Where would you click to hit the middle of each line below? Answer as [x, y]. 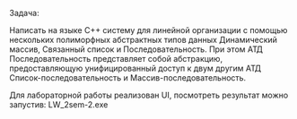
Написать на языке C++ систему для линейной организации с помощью [148, 30]
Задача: [24, 13]
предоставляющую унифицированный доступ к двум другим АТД [135, 68]
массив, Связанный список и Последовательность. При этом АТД [136, 49]
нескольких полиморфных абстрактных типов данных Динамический [144, 40]
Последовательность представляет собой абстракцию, [116, 59]
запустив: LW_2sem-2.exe [59, 105]
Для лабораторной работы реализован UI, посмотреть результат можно [149, 95]
